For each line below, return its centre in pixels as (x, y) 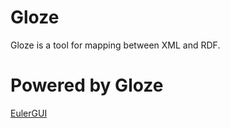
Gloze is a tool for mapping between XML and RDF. (115, 45)
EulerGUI (29, 113)
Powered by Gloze (87, 85)
